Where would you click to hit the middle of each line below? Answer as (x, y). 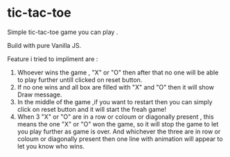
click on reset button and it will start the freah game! (92, 109)
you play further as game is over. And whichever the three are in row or (119, 131)
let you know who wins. (51, 146)
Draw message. (39, 94)
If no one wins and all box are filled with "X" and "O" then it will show (116, 87)
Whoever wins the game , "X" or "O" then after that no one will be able (118, 72)
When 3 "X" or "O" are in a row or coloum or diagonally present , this (115, 117)
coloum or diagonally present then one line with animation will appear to (120, 139)
